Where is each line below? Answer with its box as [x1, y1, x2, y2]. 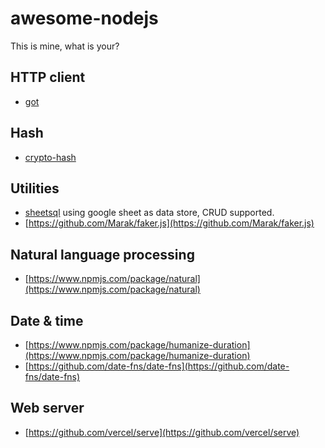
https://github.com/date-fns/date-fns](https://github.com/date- [28, 360, 290, 372]
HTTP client [10, 69, 86, 86]
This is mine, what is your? [10, 40, 120, 52]
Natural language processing [10, 246, 195, 263]
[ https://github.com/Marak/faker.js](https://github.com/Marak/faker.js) [24, 217, 315, 229]
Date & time [10, 312, 84, 329]
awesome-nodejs [10, 7, 159, 30]
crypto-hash [24, 151, 77, 163]
